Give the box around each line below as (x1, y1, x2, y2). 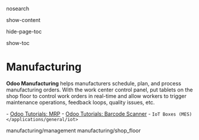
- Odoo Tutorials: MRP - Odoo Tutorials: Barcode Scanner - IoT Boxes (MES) (6, 110, 192, 117)
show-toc (6, 40, 30, 46)
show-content (6, 17, 40, 23)
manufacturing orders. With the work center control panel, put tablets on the (6, 86, 193, 93)
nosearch (6, 5, 30, 12)
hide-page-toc (6, 28, 42, 35)
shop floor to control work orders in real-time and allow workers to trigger (6, 92, 187, 100)
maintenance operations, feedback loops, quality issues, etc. (6, 98, 155, 106)
